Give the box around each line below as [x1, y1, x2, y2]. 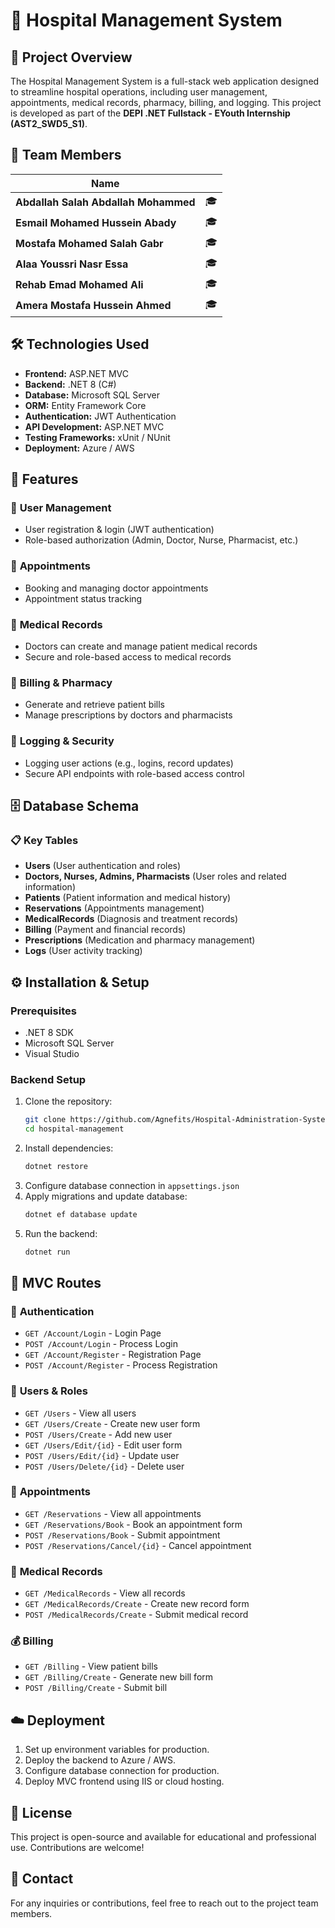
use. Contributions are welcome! [10, 1842, 145, 1854]
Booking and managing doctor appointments [24, 582, 209, 594]
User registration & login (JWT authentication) [24, 524, 215, 536]
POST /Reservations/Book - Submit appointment [24, 1529, 221, 1541]
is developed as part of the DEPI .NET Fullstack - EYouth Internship [10, 107, 291, 119]
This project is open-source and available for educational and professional [10, 1831, 317, 1843]
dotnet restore [24, 1161, 89, 1171]
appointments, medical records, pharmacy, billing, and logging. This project [10, 97, 322, 108]
